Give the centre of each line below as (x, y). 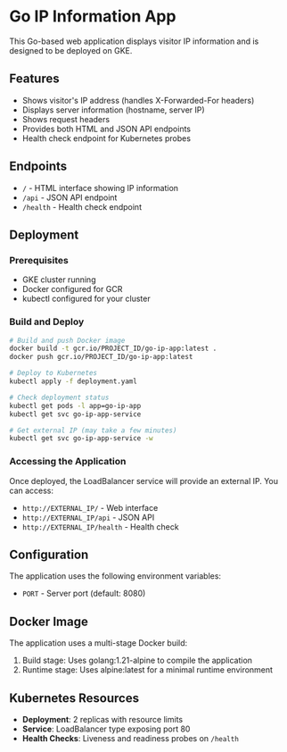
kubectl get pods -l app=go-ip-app (75, 405)
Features (34, 79)
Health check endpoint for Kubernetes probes (107, 138)
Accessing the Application (68, 462)
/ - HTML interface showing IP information (100, 188)
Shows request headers (66, 119)
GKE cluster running (59, 280)
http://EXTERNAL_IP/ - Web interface (90, 507)
